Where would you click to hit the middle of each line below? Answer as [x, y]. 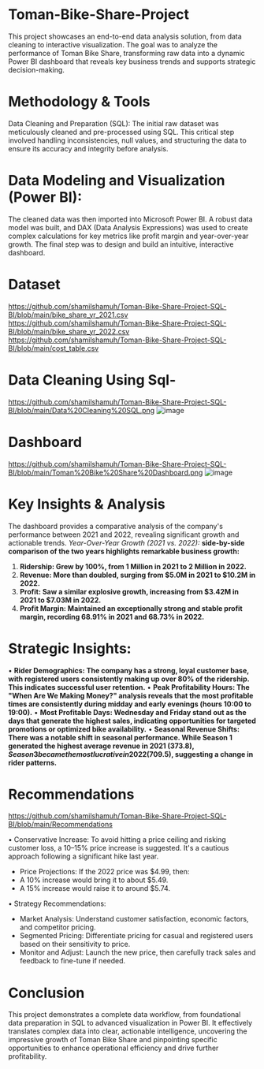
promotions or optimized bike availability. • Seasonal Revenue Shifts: [124, 729]
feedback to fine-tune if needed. [73, 961]
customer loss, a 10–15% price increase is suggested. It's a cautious [119, 848]
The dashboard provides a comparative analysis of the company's [115, 526]
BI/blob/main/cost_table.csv [54, 348]
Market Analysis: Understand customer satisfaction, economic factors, [134, 919]
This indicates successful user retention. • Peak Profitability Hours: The [129, 687]
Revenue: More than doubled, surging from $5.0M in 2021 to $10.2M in [138, 575]
